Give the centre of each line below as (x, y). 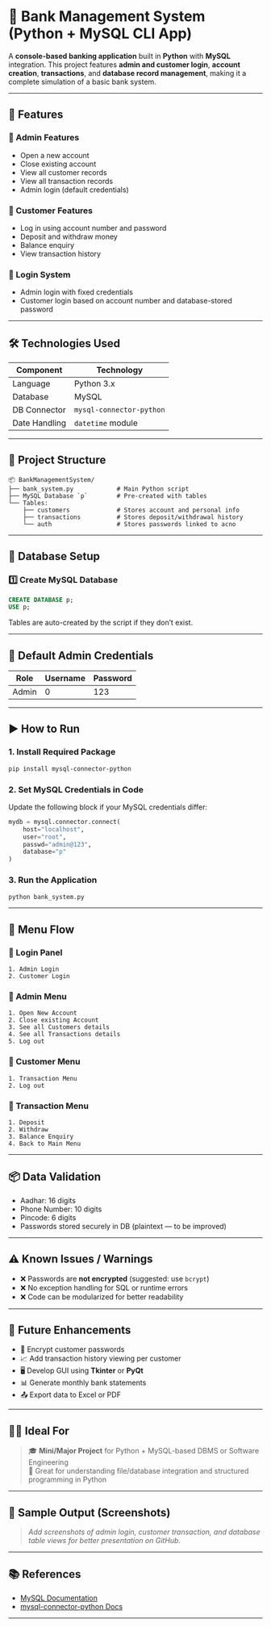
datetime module (106, 423)
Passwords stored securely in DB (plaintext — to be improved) (123, 1226)
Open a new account (55, 155)
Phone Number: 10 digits (61, 1209)
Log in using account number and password (93, 228)
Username (65, 679)
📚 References (45, 1574)
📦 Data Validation (55, 1177)
